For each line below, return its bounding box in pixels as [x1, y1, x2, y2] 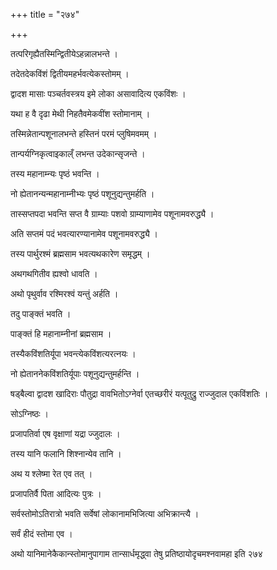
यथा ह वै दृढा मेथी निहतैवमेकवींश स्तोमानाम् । [10, 108, 151, 119]
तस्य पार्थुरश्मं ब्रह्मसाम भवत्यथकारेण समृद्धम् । [10, 248, 151, 259]
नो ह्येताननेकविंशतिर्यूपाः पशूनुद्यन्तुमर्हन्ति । [10, 368, 140, 379]
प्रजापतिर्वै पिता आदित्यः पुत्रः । [10, 488, 102, 499]
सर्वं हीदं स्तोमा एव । [10, 528, 73, 539]
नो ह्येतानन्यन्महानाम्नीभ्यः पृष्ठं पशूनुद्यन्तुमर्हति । [10, 188, 155, 199]
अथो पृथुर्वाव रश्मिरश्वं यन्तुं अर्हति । [10, 288, 119, 299]
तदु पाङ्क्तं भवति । [10, 308, 72, 319]
